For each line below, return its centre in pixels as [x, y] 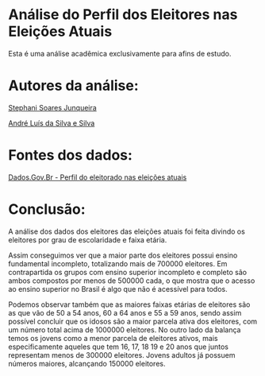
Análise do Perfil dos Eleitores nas [123, 15]
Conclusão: [47, 209]
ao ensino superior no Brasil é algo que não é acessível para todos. [118, 289]
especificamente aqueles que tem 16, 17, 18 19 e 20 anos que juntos [118, 347]
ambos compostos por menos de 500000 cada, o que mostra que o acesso [132, 281]
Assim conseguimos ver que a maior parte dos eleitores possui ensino [123, 255]
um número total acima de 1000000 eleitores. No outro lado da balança [125, 329]
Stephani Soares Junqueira [52, 107]
